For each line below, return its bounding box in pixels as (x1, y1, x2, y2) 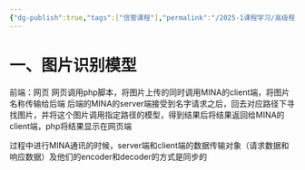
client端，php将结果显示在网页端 (9, 120, 133, 131)
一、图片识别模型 (9, 55, 138, 75)
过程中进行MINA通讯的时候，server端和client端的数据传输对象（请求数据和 (9, 139, 290, 150)
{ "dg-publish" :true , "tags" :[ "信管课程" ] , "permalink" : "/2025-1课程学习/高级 (9, 13, 289, 23)
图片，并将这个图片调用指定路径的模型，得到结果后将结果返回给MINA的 (16, 109, 285, 120)
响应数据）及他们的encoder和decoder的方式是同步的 (9, 151, 207, 162)
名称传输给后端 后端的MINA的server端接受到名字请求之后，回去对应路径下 (9, 98, 288, 109)
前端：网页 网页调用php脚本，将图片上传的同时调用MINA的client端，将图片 (9, 87, 290, 98)
